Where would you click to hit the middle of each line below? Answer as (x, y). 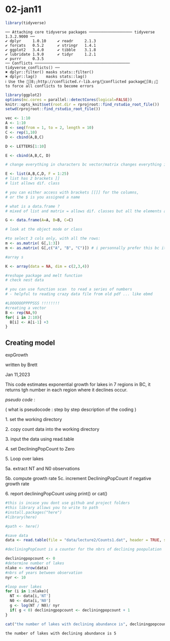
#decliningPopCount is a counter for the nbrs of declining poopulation (83, 550)
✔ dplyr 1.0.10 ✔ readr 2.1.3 (51, 41)
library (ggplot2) (24, 95)
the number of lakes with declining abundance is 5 (61, 633)
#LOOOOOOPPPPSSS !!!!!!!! (32, 303)
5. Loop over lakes (25, 459)
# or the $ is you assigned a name (43, 197)
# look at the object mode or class (44, 230)
